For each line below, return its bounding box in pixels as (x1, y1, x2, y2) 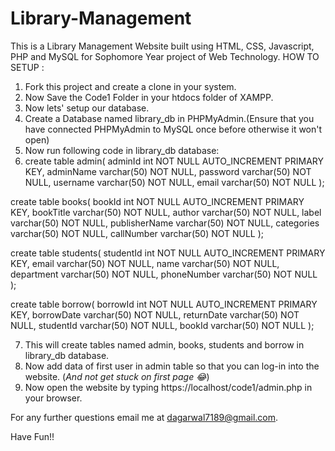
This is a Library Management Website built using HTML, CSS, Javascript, (10, 40, 315, 52)
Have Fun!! (10, 430, 55, 442)
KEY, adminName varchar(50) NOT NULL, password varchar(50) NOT (24, 165, 312, 177)
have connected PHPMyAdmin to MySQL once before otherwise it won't (24, 123, 323, 135)
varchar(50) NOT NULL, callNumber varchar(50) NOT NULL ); (10, 227, 265, 239)
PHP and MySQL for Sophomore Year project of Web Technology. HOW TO (10, 50, 320, 62)
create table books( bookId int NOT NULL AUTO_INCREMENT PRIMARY (10, 195, 305, 207)
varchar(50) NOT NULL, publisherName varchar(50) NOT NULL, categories (10, 217, 320, 229)
